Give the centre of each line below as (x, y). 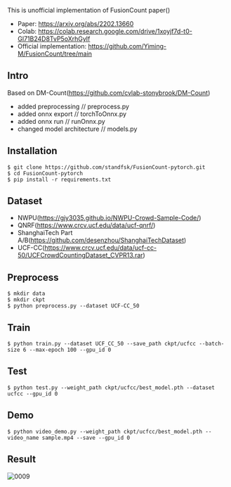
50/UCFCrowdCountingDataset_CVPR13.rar (80, 255)
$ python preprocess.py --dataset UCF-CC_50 (73, 306)
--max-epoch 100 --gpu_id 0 (70, 350)
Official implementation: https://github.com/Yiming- (92, 46)
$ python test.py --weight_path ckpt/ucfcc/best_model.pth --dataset (111, 387)
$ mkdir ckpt (26, 300)
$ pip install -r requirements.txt (59, 179)
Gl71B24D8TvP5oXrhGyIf (54, 39)
